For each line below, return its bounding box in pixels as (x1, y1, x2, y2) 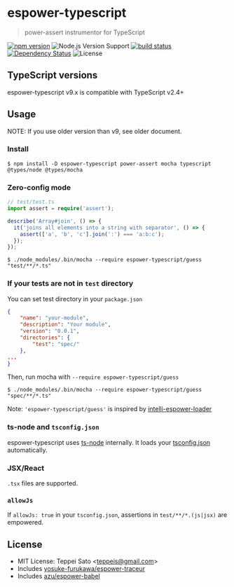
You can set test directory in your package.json (7, 294, 143, 303)
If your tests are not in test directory (7, 279, 134, 289)
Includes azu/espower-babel (17, 572, 100, 581)
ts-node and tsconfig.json (7, 422, 99, 432)
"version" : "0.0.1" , (20, 328, 80, 335)
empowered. (7, 518, 44, 527)
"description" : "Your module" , (20, 321, 111, 329)
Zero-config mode (7, 182, 71, 192)
